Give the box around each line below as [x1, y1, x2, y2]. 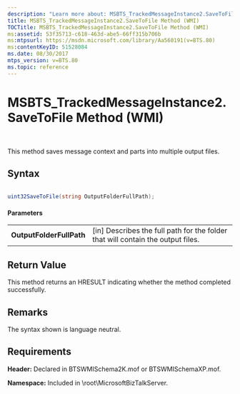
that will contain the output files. [92, 235, 200, 245]
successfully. [7, 286, 46, 294]
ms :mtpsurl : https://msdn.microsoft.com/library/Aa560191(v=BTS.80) [7, 37, 216, 44]
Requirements [7, 345, 71, 358]
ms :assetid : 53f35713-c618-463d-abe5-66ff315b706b [7, 30, 161, 38]
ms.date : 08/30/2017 [7, 51, 69, 58]
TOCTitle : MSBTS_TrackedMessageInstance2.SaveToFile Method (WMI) [7, 24, 209, 31]
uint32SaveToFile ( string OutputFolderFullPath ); [7, 193, 155, 201]
